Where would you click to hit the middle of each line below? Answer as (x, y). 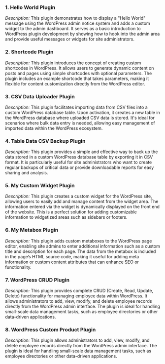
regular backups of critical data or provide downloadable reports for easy (80, 167)
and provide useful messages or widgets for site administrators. (70, 39)
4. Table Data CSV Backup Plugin (45, 141)
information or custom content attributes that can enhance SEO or (72, 262)
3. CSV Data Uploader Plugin (40, 96)
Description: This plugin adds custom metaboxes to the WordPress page (79, 241)
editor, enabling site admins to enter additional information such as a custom (82, 246)
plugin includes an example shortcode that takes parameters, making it (77, 79)
